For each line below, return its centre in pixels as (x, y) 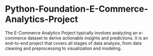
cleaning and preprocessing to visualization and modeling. (63, 48)
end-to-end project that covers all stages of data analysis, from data (73, 43)
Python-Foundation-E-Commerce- (76, 9)
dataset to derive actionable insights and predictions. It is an (88, 38)
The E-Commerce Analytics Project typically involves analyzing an (71, 33)
